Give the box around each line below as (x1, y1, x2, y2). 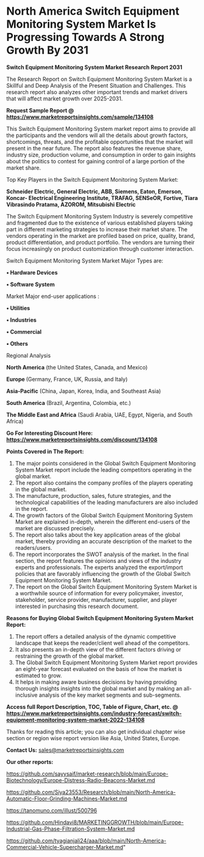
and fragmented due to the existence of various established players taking (6, 219, 193, 226)
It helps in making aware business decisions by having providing (15, 678, 177, 686)
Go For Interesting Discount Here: (6, 429, 93, 437)
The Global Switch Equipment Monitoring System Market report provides (15, 659, 198, 666)
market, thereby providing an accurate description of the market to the (15, 537, 192, 545)
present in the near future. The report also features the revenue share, (6, 144, 183, 152)
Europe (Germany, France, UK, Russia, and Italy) (6, 375, 128, 383)
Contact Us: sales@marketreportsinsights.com (6, 746, 125, 754)
